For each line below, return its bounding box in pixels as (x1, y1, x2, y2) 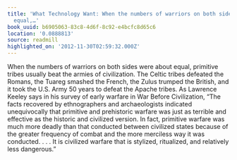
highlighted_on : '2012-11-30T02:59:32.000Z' (7, 43, 140, 50)
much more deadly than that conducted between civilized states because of (7, 123, 229, 130)
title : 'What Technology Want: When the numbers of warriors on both (7, 10, 217, 18)
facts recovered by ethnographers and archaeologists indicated (7, 100, 193, 108)
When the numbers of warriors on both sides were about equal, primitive (7, 63, 219, 70)
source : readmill (7, 37, 59, 44)
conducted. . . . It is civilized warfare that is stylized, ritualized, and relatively (7, 137, 229, 145)
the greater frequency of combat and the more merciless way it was (7, 130, 205, 138)
